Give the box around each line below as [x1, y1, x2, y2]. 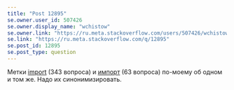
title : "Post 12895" [7, 10, 68, 17]
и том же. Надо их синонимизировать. [7, 75, 122, 83]
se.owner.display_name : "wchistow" [7, 23, 111, 30]
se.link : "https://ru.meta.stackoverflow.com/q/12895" [7, 36, 170, 43]
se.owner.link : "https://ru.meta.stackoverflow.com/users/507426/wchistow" [7, 29, 232, 37]
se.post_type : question [7, 49, 77, 56]
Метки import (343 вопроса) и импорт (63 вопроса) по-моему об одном [7, 67, 223, 76]
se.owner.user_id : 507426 [7, 17, 82, 24]
